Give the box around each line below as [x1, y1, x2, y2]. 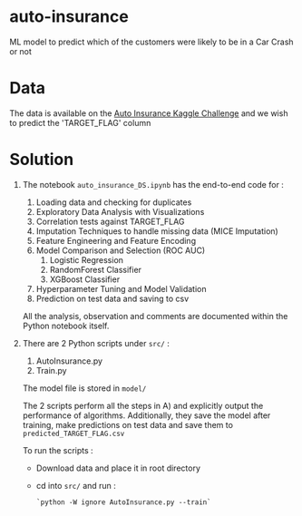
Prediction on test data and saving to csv [35, 293, 190, 304]
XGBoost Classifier [49, 274, 121, 285]
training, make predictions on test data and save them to [22, 419, 234, 430]
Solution [9, 150, 74, 170]
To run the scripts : [22, 444, 93, 455]
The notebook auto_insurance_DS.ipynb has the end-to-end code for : [22, 179, 284, 190]
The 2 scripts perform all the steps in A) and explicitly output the [22, 400, 264, 411]
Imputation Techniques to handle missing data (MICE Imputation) [35, 225, 278, 237]
